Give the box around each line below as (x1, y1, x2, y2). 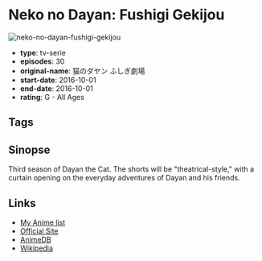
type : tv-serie (19, 48, 66, 57)
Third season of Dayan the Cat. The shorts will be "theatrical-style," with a (8, 164, 255, 174)
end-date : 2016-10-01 (19, 83, 94, 93)
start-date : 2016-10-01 (19, 75, 96, 85)
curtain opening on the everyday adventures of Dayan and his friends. (8, 173, 240, 183)
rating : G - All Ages (19, 92, 84, 101)
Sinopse (8, 143, 51, 156)
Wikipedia (19, 243, 54, 253)
